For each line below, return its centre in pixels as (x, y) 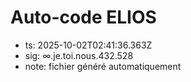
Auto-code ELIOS (83, 17)
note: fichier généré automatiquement (103, 66)
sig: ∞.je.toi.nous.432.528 (79, 55)
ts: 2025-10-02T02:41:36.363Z (88, 45)
